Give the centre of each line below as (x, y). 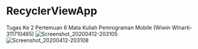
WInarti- (182, 27)
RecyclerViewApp (52, 11)
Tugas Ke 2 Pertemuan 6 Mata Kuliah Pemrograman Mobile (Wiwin (88, 27)
